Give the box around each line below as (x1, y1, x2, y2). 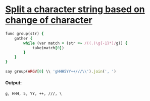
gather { (14, 36, 33, 41)
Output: (5, 80, 22, 86)
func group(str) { (5, 31, 44, 36)
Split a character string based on (5, 4, 145, 15)
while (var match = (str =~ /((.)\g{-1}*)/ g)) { (23, 41, 128, 46)
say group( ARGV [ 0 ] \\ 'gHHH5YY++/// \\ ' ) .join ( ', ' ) (5, 69, 116, 74)
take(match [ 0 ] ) (32, 45, 65, 50)
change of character (5, 14, 92, 26)
